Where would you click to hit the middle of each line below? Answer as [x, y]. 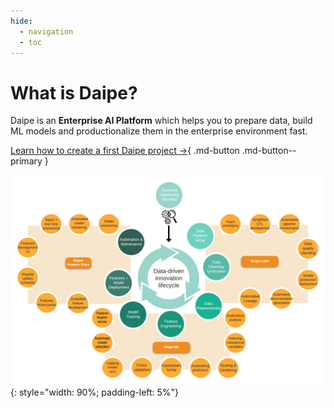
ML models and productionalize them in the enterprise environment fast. [159, 131]
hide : [21, 21]
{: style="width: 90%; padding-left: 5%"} [95, 392]
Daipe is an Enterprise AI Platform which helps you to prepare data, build [161, 121]
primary [26, 161]
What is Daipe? [74, 92]
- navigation [46, 31]
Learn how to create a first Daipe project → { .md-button [125, 151]
